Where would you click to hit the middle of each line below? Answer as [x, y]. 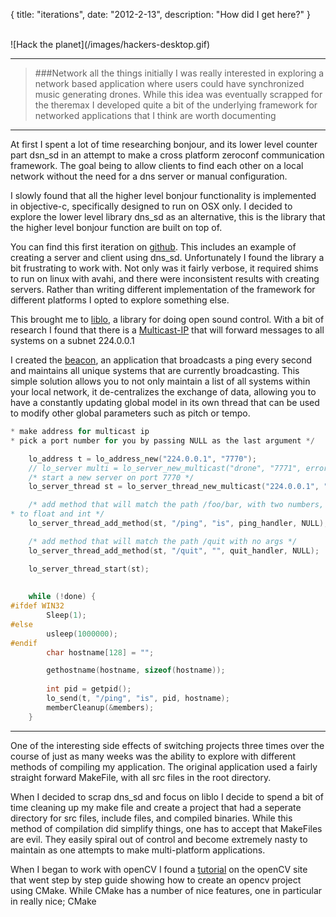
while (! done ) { [62, 597]
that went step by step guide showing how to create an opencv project [156, 880]
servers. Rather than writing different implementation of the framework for [163, 289]
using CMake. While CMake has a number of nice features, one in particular [166, 890]
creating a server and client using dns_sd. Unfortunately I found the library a [167, 257]
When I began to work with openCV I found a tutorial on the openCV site [159, 869]
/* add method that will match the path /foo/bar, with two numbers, [176, 505]
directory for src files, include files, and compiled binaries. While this [151, 818]
